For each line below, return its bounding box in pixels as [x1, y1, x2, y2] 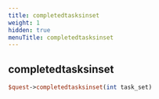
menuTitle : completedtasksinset [8, 33, 114, 42]
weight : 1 [8, 19, 41, 27]
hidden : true [8, 26, 51, 34]
